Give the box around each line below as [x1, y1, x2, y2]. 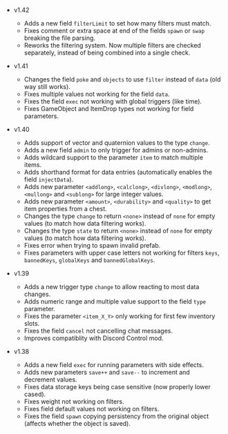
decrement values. [23, 375, 77, 384]
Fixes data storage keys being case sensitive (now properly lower [23, 383, 211, 391]
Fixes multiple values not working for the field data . [23, 90, 170, 98]
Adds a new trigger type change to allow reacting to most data [23, 283, 200, 290]
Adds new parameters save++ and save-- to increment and [23, 368, 190, 376]
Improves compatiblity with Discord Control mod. [23, 334, 164, 342]
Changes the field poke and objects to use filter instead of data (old [23, 75, 221, 83]
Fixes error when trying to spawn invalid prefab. [23, 241, 161, 249]
